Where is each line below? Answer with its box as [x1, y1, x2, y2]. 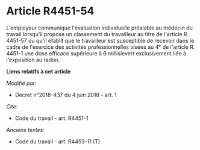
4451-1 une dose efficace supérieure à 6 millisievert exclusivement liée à [6, 49, 187, 57]
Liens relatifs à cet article [6, 67, 71, 75]
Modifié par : [6, 80, 37, 87]
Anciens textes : [6, 126, 45, 133]
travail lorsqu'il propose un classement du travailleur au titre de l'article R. [6, 30, 189, 37]
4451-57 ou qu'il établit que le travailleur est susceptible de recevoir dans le [6, 37, 195, 44]
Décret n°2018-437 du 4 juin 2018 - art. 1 [14, 91, 117, 98]
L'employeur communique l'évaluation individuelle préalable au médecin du [6, 24, 193, 31]
